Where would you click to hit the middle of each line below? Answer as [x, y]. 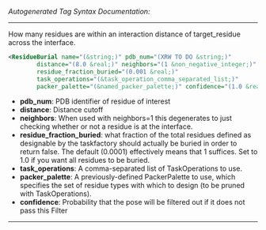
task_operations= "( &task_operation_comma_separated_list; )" [138, 79]
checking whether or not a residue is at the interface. [106, 126]
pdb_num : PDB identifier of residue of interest [95, 101]
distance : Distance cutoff [61, 110]
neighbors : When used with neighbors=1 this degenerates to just [125, 119]
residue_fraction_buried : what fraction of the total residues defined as [135, 135]
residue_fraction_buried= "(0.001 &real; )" [108, 72]
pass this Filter [44, 211]
